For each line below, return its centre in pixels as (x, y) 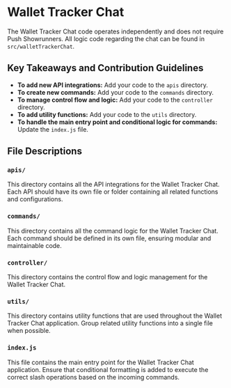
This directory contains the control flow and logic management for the (107, 277)
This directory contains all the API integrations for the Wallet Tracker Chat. (114, 185)
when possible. (29, 331)
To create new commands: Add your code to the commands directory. (115, 92)
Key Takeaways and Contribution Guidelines (105, 68)
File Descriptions (45, 152)
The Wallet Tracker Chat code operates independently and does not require (115, 31)
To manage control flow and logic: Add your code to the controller (115, 100)
